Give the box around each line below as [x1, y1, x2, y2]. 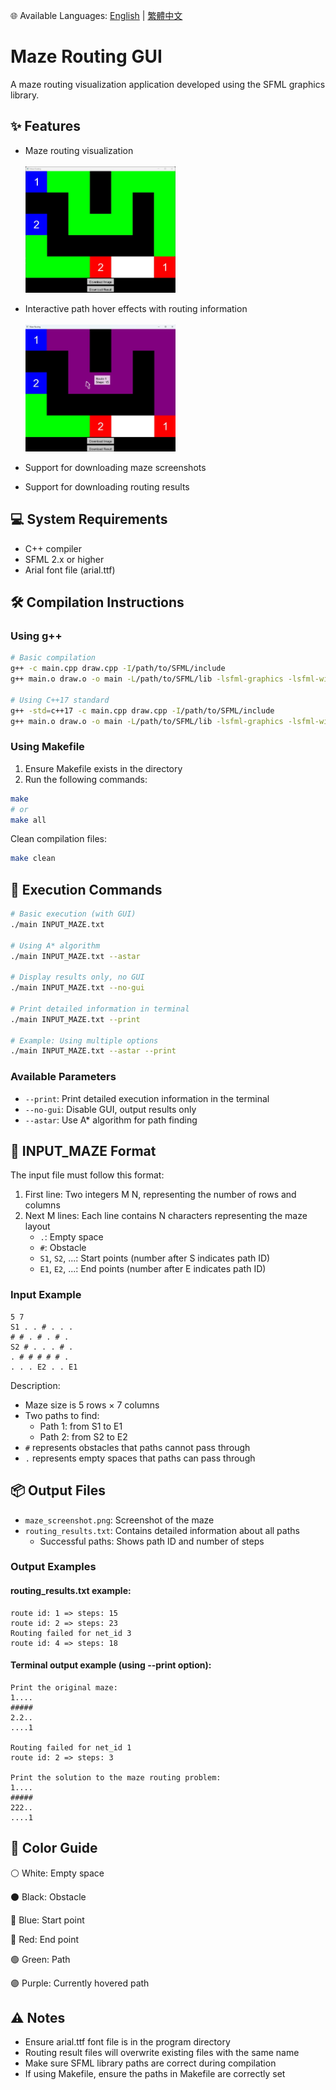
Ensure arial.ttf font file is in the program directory [24, 2036, 231, 2048]
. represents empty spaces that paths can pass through [24, 1452, 256, 1464]
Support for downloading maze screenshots [24, 461, 207, 473]
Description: [10, 1379, 61, 1391]
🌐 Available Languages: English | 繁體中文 [10, 10, 183, 21]
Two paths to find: [24, 1409, 100, 1421]
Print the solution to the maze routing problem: [10, 1772, 222, 1783]
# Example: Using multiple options [10, 1035, 159, 1046]
